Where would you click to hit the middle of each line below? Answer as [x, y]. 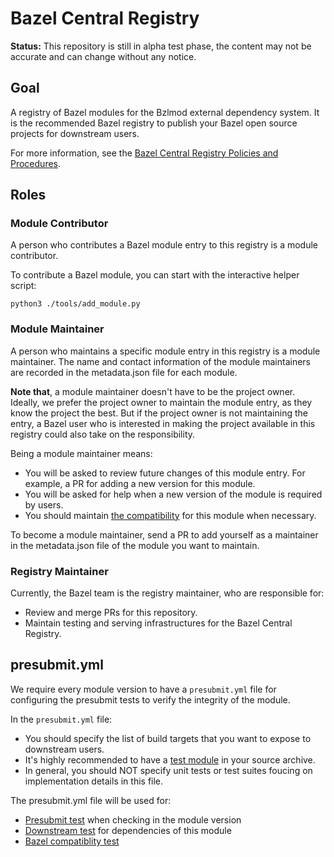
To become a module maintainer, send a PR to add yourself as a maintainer [164, 534]
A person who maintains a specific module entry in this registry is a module [165, 351]
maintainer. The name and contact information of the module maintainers [160, 361]
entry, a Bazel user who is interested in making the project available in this [163, 423]
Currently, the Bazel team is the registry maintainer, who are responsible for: [167, 593]
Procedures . [36, 163]
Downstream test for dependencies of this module [128, 830]
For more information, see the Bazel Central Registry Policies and [144, 153]
